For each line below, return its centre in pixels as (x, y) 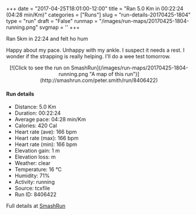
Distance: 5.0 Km (35, 107)
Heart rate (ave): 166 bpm (46, 132)
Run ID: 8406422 (36, 194)
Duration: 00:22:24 (38, 113)
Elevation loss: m (35, 157)
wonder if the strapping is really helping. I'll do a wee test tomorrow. (88, 56)
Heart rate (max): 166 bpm (46, 138)
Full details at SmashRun (36, 206)
